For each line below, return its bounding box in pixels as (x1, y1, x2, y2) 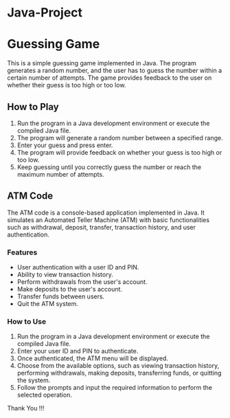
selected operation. (16, 390, 72, 399)
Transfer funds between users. (16, 292, 105, 300)
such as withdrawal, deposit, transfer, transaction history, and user (7, 223, 196, 231)
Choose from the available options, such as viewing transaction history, (16, 362, 220, 370)
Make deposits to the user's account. (16, 285, 122, 294)
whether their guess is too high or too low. (7, 81, 126, 89)
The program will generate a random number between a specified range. (16, 133, 223, 142)
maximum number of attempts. (16, 170, 104, 178)
